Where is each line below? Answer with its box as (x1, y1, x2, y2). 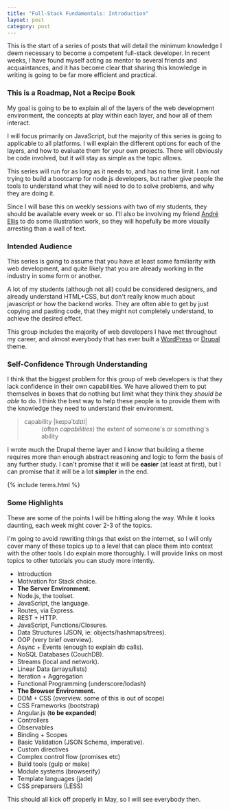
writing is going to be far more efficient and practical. (7, 71, 158, 79)
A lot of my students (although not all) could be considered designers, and (7, 285, 218, 293)
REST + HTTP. (16, 613, 58, 621)
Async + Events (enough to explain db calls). (16, 643, 144, 651)
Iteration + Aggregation (16, 672, 84, 680)
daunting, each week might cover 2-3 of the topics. (7, 521, 152, 529)
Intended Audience (7, 242, 73, 251)
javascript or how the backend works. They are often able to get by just (7, 299, 209, 308)
